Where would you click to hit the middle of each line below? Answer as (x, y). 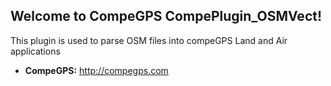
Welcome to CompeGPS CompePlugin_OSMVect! (166, 16)
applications (35, 51)
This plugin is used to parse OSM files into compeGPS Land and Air (149, 40)
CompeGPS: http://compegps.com (96, 70)
